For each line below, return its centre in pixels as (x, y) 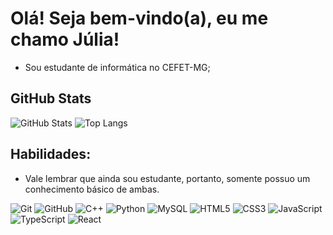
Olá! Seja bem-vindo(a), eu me (139, 18)
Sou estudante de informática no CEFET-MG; (117, 67)
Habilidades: (51, 154)
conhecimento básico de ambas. (92, 189)
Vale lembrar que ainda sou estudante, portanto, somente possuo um (167, 178)
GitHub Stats (51, 98)
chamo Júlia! (65, 39)
